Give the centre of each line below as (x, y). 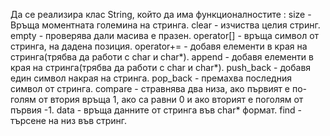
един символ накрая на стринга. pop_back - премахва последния (151, 78)
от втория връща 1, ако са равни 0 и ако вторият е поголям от (171, 99)
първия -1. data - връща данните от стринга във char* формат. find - (156, 110)
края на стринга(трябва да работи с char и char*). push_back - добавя (161, 67)
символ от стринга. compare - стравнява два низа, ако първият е (150, 88)
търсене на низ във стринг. (69, 120)
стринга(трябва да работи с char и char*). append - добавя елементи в (162, 57)
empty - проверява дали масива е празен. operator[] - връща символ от (165, 35)
